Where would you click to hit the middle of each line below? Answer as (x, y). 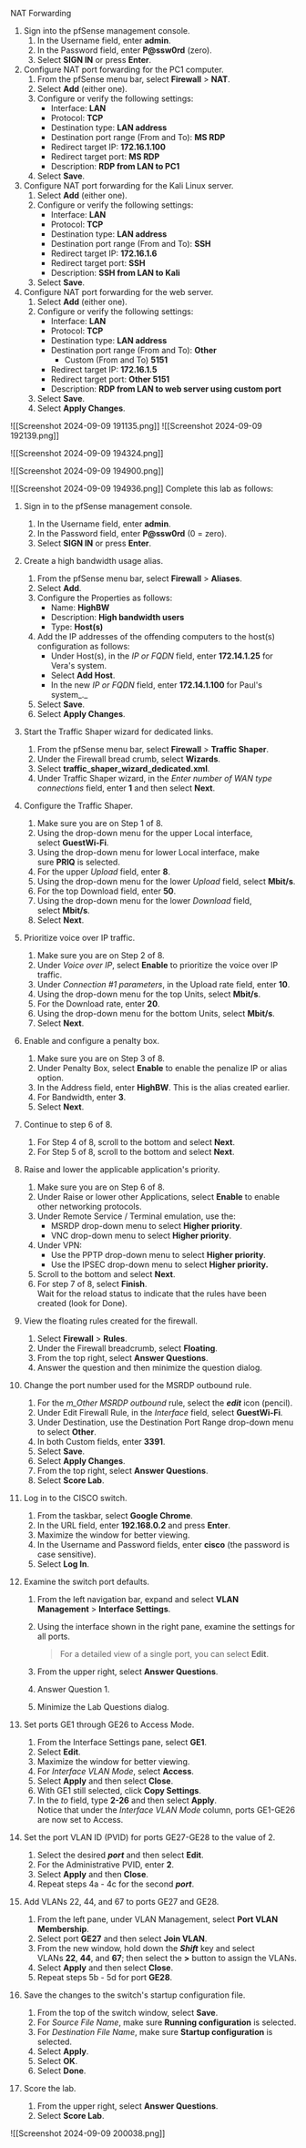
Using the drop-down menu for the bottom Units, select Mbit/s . (156, 1013)
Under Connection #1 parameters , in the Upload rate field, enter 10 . (163, 984)
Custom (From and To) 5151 (116, 360)
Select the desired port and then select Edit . (120, 1855)
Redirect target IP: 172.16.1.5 (104, 369)
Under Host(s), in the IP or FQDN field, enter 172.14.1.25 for (162, 656)
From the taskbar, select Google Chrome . (115, 1515)
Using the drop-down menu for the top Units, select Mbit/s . (149, 994)
